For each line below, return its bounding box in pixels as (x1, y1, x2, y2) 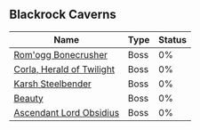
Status (158, 33, 188, 45)
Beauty (13, 92, 44, 104)
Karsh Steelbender (13, 77, 92, 90)
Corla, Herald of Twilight (13, 62, 116, 75)
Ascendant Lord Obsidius (13, 106, 120, 118)
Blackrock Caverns (9, 7, 117, 22)
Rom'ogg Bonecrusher (13, 48, 108, 61)
